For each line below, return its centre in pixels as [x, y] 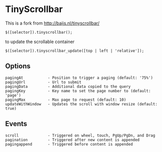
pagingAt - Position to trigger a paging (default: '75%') [79, 78]
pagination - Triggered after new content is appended [72, 140]
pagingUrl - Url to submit [43, 82]
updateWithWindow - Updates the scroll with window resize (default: [81, 104]
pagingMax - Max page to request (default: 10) [66, 100]
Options [18, 66]
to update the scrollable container [40, 42]
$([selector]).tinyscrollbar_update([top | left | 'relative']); [74, 51]
